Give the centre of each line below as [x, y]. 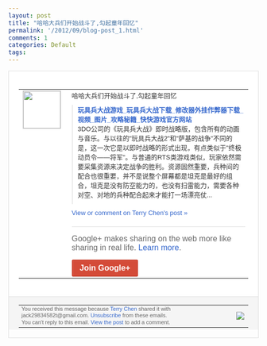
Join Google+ [105, 267]
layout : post [30, 15]
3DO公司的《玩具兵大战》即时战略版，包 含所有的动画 [159, 129]
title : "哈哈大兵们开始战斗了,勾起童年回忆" [74, 23]
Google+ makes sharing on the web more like [151, 238]
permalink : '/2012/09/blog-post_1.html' [76, 30]
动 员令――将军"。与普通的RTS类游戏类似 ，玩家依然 [156, 157]
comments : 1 [28, 38]
